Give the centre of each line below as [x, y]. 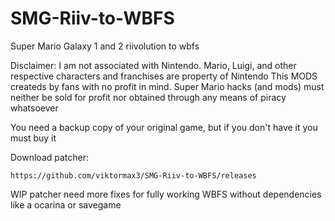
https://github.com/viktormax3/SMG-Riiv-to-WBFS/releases [133, 175]
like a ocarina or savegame [66, 204]
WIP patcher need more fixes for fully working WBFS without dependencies [166, 194]
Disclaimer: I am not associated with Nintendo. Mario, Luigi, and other [153, 65]
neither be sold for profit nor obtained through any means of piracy [148, 97]
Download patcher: [50, 157]
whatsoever [34, 108]
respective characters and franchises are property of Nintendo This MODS [164, 76]
